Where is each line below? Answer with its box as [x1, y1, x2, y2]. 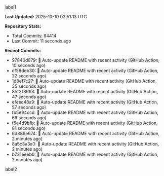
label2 [4, 166, 17, 172]
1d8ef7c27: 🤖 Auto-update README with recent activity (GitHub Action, [11, 78, 157, 84]
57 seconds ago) [11, 105, 46, 110]
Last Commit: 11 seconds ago [11, 38, 71, 44]
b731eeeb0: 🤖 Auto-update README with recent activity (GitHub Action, [11, 151, 159, 157]
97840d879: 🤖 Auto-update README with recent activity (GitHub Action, [11, 57, 160, 63]
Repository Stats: [4, 23, 41, 29]
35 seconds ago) [11, 83, 46, 89]
